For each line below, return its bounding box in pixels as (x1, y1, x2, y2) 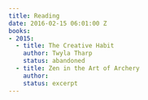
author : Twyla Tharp (23, 49, 93, 57)
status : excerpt (23, 79, 79, 87)
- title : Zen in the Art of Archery (15, 65, 140, 73)
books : (8, 27, 31, 35)
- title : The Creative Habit (15, 42, 115, 50)
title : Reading (8, 11, 60, 20)
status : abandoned (23, 57, 85, 65)
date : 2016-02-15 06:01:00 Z (8, 19, 107, 27)
